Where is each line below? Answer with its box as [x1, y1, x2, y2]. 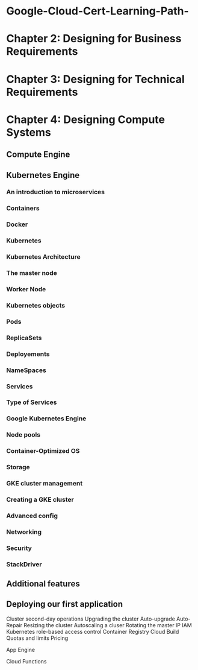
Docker [6, 220, 28, 229]
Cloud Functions [6, 657, 47, 665]
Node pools [6, 431, 41, 439]
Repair [6, 621, 23, 628]
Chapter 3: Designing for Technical [6, 72, 185, 86]
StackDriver [6, 560, 42, 568]
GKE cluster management [6, 479, 83, 488]
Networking [6, 528, 42, 536]
